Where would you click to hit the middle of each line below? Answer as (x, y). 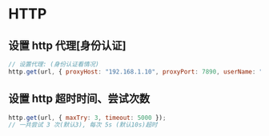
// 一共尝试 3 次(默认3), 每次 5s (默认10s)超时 (83, 125)
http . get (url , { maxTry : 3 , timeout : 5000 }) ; (87, 118)
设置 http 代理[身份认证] (67, 45)
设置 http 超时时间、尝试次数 (79, 99)
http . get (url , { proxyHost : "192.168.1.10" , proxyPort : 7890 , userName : (132, 72)
